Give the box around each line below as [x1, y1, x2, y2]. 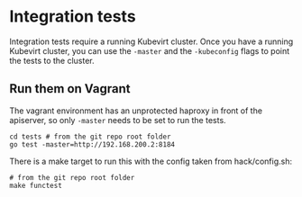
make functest [9, 181, 63, 190]
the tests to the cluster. [9, 55, 95, 66]
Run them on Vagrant [9, 81, 131, 96]
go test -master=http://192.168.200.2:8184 [9, 139, 176, 149]
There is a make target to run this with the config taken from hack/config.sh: [9, 156, 293, 166]
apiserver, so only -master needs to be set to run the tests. [9, 114, 227, 125]
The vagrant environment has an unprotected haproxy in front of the [9, 105, 263, 116]
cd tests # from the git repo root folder [9, 132, 171, 141]
